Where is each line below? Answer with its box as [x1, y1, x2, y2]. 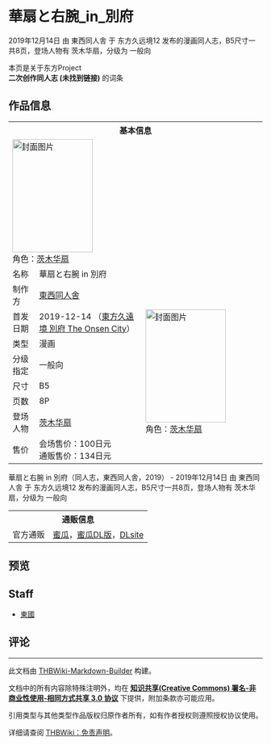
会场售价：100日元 [39, 438, 111, 449]
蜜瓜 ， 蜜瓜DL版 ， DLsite [52, 528, 144, 540]
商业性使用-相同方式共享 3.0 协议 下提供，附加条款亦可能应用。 [8, 692, 219, 703]
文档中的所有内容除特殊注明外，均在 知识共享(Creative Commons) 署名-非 [8, 683, 256, 692]
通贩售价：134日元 [39, 450, 111, 461]
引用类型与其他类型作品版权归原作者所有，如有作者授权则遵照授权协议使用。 [8, 710, 263, 720]
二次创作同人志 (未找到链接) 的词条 [8, 73, 123, 82]
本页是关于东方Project [8, 62, 82, 73]
